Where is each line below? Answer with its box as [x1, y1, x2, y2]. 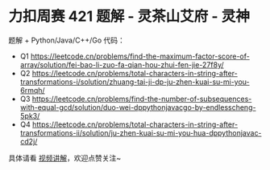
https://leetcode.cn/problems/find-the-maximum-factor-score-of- [31, 51, 250, 61]
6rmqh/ [19, 85, 46, 95]
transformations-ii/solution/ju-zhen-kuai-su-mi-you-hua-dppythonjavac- [19, 127, 262, 137]
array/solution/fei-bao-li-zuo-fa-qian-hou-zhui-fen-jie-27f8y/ [19, 59, 224, 69]
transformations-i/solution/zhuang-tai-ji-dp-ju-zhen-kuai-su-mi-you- [19, 77, 250, 87]
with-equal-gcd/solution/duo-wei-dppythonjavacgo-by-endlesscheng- [19, 102, 256, 112]
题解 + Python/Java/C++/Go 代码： [8, 35, 125, 45]
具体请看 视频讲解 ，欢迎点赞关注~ [8, 153, 122, 163]
